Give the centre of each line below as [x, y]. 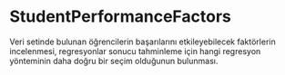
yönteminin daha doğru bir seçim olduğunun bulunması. [114, 61]
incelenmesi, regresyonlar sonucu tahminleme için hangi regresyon [135, 51]
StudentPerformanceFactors [121, 17]
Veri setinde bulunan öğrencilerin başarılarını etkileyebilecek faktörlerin [142, 42]
